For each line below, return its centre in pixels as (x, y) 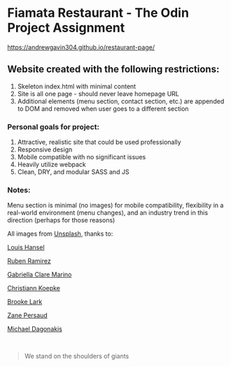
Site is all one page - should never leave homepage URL (98, 93)
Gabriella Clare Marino (40, 274)
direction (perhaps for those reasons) (61, 220)
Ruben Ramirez (29, 261)
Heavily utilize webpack (51, 165)
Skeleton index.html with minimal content (77, 86)
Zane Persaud (27, 315)
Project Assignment (66, 28)
